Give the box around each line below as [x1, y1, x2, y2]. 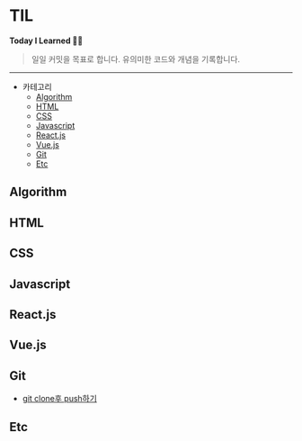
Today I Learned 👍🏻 [9, 35, 84, 46]
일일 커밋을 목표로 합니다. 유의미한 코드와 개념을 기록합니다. [31, 53, 241, 64]
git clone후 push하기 [22, 393, 97, 404]
